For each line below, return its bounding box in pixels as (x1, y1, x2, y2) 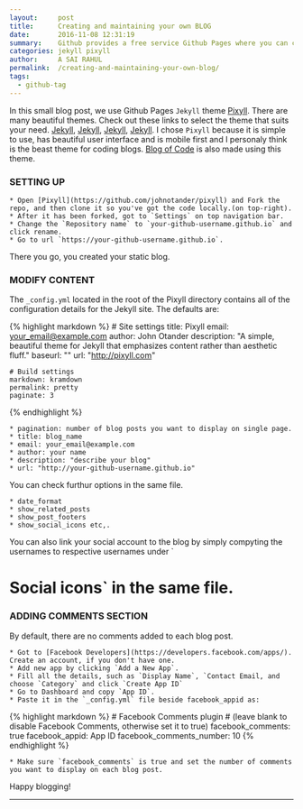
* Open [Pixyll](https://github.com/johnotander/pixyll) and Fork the (9, 196, 280, 205)
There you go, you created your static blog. (9, 251, 170, 262)
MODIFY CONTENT (9, 273, 96, 286)
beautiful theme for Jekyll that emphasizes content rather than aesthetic (9, 340, 278, 352)
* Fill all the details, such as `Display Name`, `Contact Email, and (9, 671, 280, 681)
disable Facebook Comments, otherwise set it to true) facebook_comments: (9, 721, 291, 731)
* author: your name (9, 448, 87, 457)
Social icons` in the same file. (9, 578, 234, 598)
